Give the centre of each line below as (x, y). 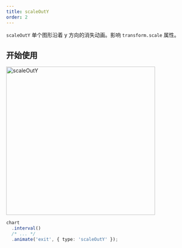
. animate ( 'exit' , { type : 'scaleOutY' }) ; (65, 239)
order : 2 (17, 17)
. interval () (26, 228)
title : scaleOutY (28, 12)
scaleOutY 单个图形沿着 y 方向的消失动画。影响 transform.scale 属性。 (93, 35)
